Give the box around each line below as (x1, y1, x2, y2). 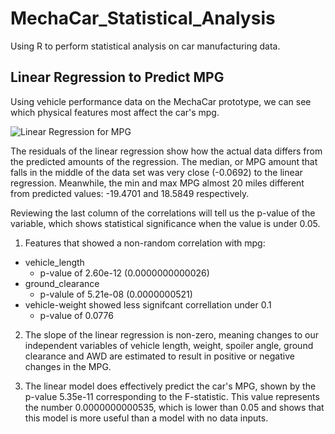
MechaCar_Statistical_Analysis (10, 7, 276, 30)
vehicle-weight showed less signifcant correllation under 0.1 (24, 298, 272, 311)
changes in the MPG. (24, 360, 112, 372)
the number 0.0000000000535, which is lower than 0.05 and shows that (24, 401, 325, 413)
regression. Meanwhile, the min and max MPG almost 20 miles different (10, 177, 305, 189)
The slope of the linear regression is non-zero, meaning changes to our (24, 328, 319, 341)
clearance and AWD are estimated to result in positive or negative (24, 350, 295, 362)
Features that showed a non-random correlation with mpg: (24, 237, 266, 249)
